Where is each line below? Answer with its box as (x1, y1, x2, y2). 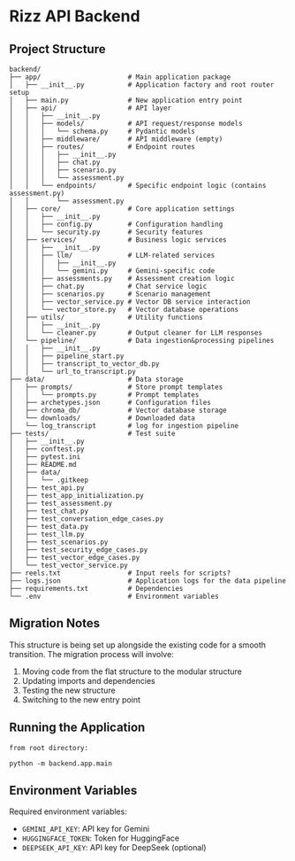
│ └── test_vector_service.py (9, 561, 128, 570)
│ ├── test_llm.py (9, 530, 86, 539)
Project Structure (9, 42, 106, 57)
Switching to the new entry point (21, 694, 141, 705)
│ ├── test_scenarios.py (9, 538, 109, 547)
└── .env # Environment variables (9, 592, 219, 601)
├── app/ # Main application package (9, 73, 231, 81)
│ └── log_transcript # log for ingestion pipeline (9, 422, 239, 430)
